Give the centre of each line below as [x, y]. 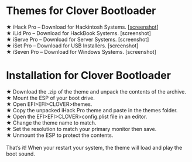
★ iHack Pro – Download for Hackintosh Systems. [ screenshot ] [83, 27]
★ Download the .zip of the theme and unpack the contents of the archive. [96, 91]
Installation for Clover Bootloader [89, 76]
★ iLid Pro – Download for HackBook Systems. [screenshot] [78, 33]
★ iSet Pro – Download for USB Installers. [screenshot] [72, 46]
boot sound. [20, 154]
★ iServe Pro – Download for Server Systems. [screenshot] [78, 39]
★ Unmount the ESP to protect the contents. [60, 135]
